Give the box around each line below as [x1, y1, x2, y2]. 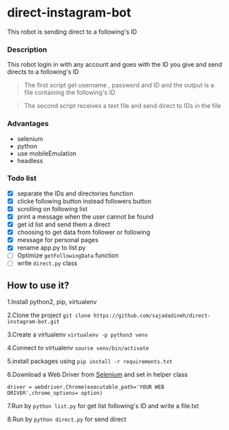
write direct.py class [17, 259, 78, 268]
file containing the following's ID [23, 88, 116, 97]
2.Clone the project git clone [7, 311, 91, 319]
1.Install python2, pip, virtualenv [7, 298, 98, 306]
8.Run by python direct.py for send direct [7, 415, 127, 424]
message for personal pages [17, 236, 98, 244]
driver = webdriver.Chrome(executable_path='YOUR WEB [7, 384, 165, 391]
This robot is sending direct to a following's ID [7, 28, 138, 36]
